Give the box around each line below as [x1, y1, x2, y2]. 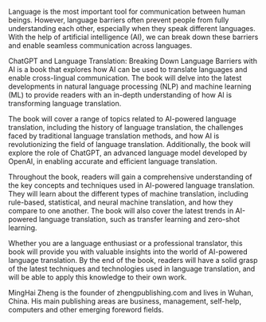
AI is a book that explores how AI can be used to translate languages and [8, 65, 248, 74]
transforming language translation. [8, 99, 122, 108]
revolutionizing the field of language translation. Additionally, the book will [8, 140, 251, 149]
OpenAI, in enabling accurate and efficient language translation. [8, 157, 217, 166]
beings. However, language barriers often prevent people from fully [8, 15, 229, 25]
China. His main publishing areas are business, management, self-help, [8, 296, 241, 306]
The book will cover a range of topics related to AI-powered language [8, 114, 237, 123]
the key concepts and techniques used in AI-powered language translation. [8, 181, 255, 190]
